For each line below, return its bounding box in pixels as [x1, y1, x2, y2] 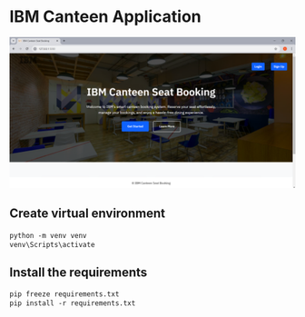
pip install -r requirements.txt [9, 299, 136, 308]
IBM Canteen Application [9, 6, 202, 27]
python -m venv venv [9, 231, 88, 240]
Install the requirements [9, 264, 148, 280]
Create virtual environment [9, 206, 166, 222]
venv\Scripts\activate [9, 240, 95, 249]
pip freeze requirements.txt [9, 290, 120, 299]
